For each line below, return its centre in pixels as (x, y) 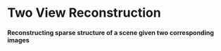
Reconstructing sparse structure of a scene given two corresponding (111, 32)
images (18, 40)
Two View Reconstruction (84, 13)
